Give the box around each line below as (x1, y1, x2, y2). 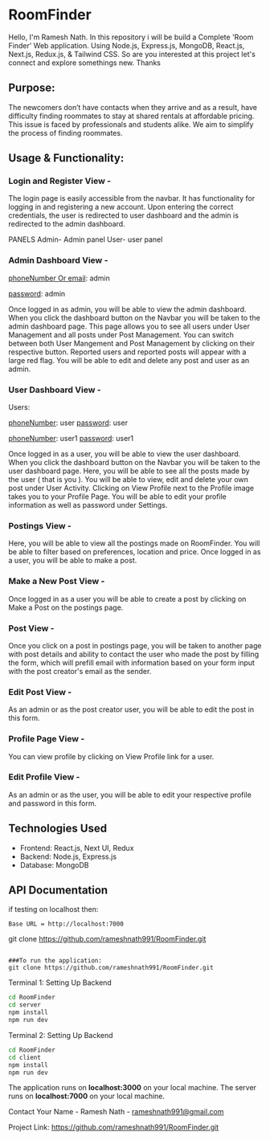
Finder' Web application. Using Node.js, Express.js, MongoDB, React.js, (8, 40, 245, 50)
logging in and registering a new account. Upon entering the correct (8, 202, 234, 212)
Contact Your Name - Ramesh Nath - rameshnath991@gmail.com (8, 1107, 224, 1117)
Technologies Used (8, 822, 107, 836)
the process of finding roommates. (8, 128, 123, 137)
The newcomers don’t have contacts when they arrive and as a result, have (8, 102, 257, 112)
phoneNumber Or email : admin (8, 273, 111, 283)
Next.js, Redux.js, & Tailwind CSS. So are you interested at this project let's (8, 49, 256, 59)
